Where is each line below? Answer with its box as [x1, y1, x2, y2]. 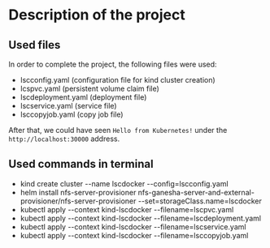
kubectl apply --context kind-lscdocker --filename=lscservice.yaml [20, 221, 246, 232]
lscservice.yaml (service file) [20, 101, 117, 110]
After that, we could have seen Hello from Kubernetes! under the [8, 126, 228, 135]
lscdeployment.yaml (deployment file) [20, 92, 147, 102]
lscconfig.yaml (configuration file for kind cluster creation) [20, 75, 216, 84]
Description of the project [8, 6, 185, 24]
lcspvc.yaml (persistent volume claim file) [20, 83, 160, 93]
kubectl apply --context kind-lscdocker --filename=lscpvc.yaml [20, 204, 234, 214]
